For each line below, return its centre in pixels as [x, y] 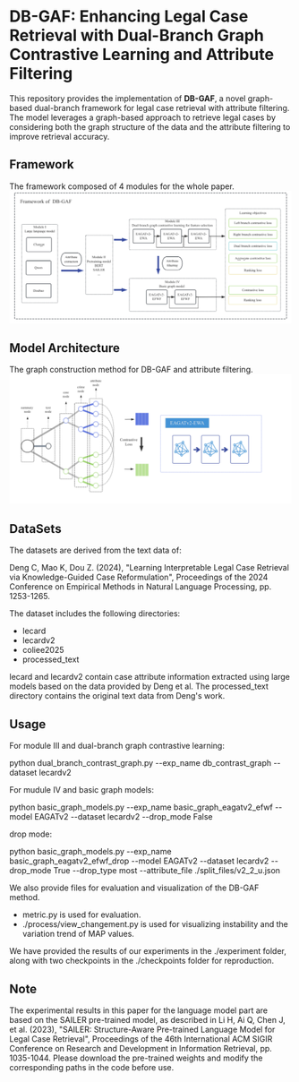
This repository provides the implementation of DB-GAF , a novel [128, 98]
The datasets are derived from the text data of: [95, 550]
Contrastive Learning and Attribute [142, 55]
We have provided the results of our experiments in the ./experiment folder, [148, 951]
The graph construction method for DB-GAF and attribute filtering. [131, 370]
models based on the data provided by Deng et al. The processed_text [139, 686]
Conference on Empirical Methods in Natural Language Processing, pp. [141, 587]
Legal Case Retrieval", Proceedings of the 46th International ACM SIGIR [141, 1039]
